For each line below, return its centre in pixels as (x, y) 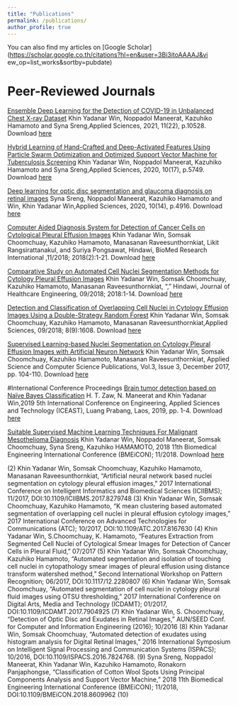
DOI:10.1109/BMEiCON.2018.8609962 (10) (68, 695)
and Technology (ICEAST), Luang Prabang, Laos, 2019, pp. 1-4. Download (115, 411)
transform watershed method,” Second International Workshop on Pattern (115, 574)
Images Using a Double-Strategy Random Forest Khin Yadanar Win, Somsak (118, 315)
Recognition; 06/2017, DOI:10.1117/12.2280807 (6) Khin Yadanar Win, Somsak (119, 581)
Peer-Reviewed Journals (81, 91)
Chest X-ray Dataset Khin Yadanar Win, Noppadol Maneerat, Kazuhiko (110, 119)
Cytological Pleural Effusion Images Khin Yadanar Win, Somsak (99, 235)
